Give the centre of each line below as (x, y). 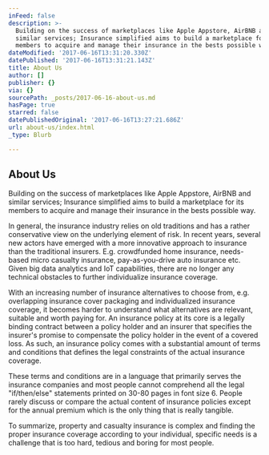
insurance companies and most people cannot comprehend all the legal (126, 385)
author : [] (26, 75)
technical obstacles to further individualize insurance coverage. (113, 277)
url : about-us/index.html (51, 127)
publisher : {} (32, 83)
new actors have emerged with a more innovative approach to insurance (128, 243)
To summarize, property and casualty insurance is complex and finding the (132, 426)
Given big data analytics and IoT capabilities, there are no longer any (121, 268)
